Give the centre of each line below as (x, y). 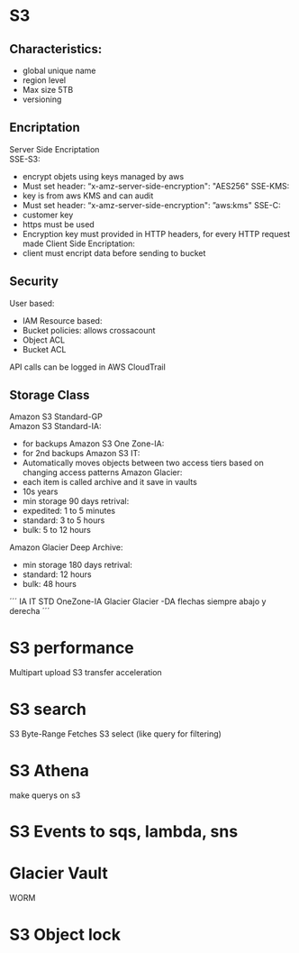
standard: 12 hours (57, 574)
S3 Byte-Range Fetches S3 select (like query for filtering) (116, 734)
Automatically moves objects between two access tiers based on (143, 463)
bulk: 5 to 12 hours (57, 530)
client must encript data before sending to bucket (114, 252)
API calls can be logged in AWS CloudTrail (88, 367)
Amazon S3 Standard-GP (56, 417)
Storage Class (50, 395)
